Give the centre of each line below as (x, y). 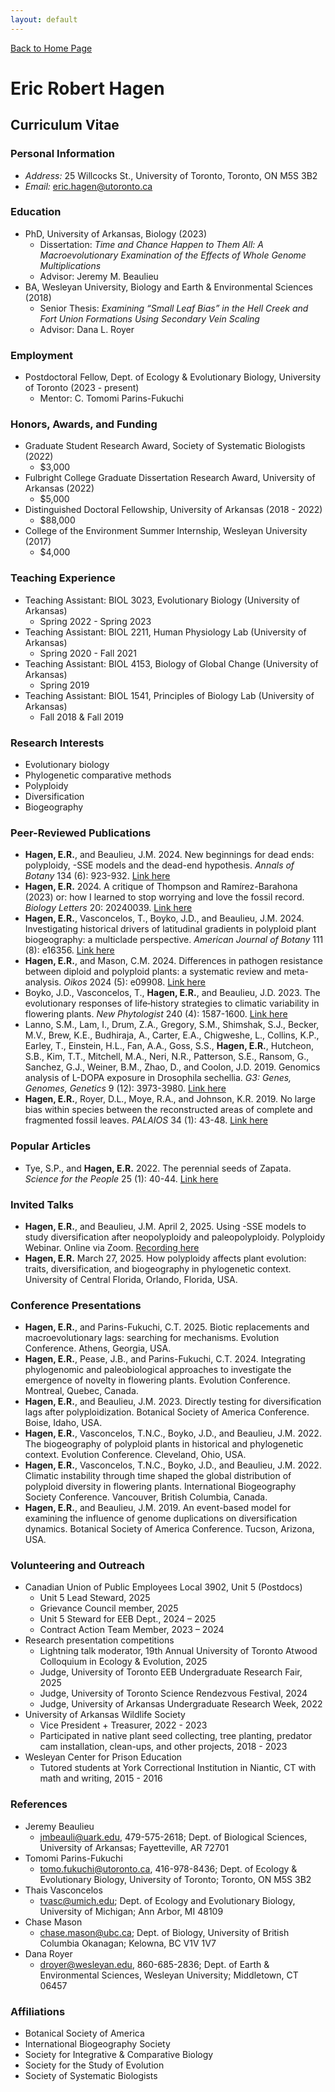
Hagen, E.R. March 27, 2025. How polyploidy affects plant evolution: (165, 1258)
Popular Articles (51, 1146)
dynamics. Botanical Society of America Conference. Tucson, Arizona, (169, 1529)
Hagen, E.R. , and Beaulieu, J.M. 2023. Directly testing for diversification (173, 1402)
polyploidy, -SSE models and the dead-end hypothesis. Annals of (159, 865)
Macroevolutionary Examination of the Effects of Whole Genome (173, 255)
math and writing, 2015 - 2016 (101, 1778)
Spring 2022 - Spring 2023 (95, 621)
